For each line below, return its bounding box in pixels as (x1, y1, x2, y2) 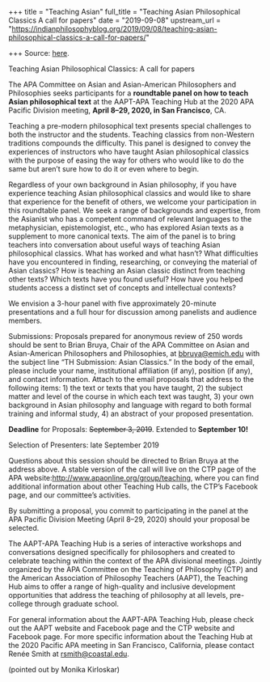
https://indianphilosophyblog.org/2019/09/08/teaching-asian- (11, 24, 217, 33)
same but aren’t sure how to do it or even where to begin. (8, 164, 200, 173)
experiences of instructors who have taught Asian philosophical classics (8, 147, 249, 156)
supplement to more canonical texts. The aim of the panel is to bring (8, 231, 236, 241)
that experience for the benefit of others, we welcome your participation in (8, 197, 257, 206)
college (8, 599, 34, 608)
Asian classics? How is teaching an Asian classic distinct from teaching (8, 266, 246, 275)
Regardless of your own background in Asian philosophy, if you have (8, 180, 237, 189)
